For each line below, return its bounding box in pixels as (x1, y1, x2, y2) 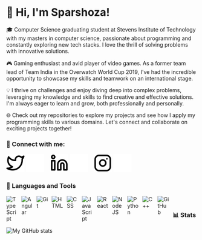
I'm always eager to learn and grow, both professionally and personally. (6, 99, 184, 107)
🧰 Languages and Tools (6, 182, 76, 190)
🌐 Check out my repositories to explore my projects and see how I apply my (6, 112, 195, 119)
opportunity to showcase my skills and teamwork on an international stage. (6, 75, 194, 82)
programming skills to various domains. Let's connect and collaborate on (6, 118, 188, 125)
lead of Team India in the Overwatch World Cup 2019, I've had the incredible (6, 68, 197, 75)
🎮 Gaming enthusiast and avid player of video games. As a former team (6, 59, 186, 67)
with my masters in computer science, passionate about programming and (6, 35, 192, 42)
